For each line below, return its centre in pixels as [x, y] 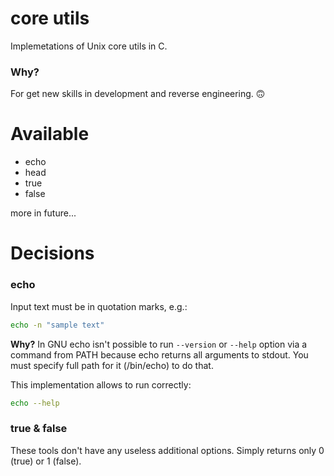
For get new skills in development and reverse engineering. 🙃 [138, 94]
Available [50, 134]
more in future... [43, 213]
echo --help [35, 403]
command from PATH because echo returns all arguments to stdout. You [159, 354]
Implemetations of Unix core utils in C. [89, 46]
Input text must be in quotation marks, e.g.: [99, 306]
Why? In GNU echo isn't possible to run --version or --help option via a [159, 344]
